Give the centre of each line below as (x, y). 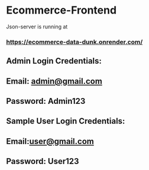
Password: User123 (43, 161)
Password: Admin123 (46, 101)
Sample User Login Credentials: (66, 121)
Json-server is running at (37, 27)
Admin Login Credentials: (54, 61)
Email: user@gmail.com (50, 141)
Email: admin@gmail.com (54, 81)
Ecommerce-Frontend (61, 10)
